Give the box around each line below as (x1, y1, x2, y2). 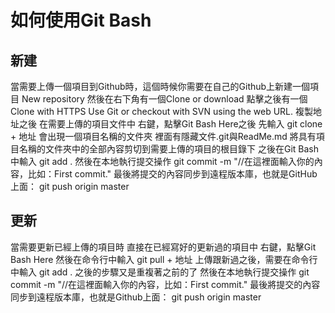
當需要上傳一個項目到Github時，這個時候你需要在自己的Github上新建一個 (10, 81, 311, 92)
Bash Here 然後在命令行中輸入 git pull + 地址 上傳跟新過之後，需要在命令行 (10, 253, 318, 265)
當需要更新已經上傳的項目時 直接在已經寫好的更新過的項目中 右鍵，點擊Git (10, 241, 317, 253)
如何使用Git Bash (10, 9, 152, 32)
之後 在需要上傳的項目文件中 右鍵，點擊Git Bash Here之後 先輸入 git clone (18, 118, 323, 130)
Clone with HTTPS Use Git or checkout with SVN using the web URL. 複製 (10, 106, 313, 117)
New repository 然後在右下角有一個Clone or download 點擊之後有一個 (21, 93, 308, 105)
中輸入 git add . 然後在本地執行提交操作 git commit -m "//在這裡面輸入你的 (10, 156, 315, 167)
